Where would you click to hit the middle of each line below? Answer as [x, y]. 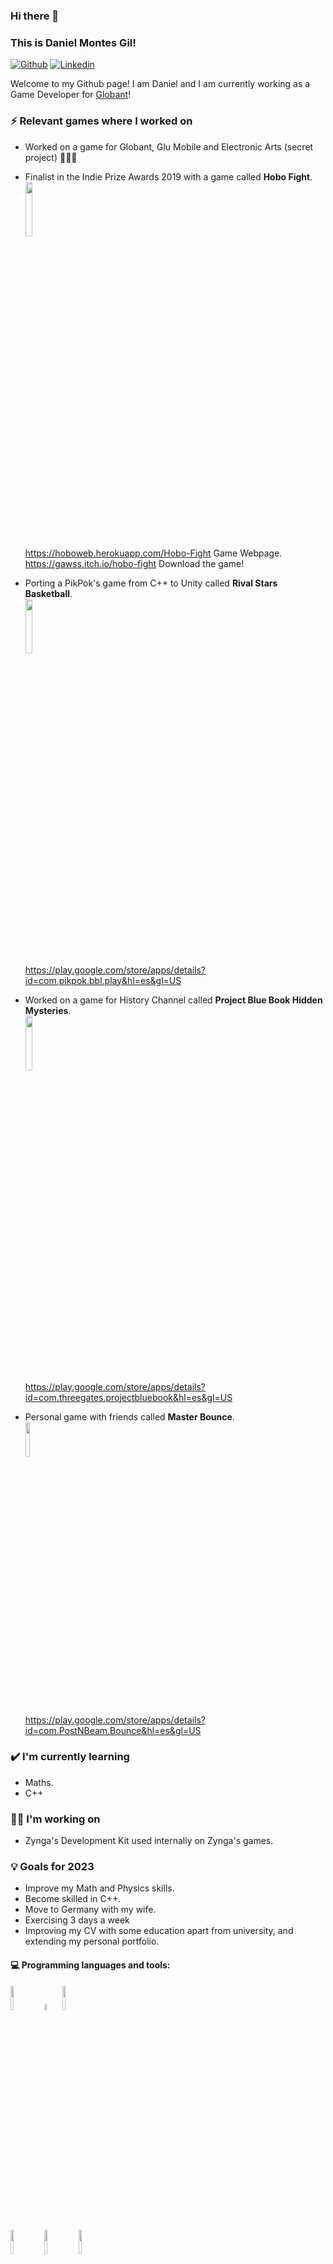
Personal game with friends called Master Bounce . [129, 1416]
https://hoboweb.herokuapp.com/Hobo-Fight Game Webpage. [153, 553]
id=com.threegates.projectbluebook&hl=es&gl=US [128, 1397]
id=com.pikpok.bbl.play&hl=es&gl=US [103, 980]
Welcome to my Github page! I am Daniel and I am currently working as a [160, 84]
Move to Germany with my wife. [90, 1910]
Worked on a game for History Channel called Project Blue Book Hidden [173, 1000]
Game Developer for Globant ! [71, 95]
